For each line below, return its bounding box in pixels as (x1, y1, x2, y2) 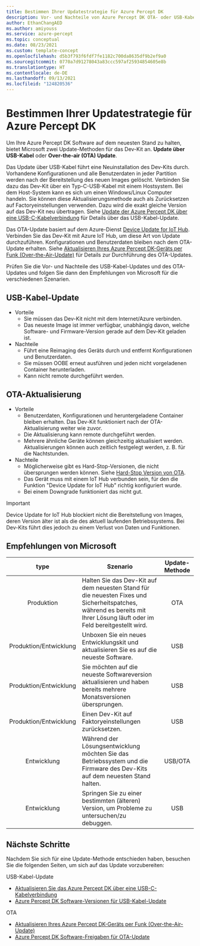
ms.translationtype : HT (6, 64, 65, 71)
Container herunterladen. (23, 366, 86, 373)
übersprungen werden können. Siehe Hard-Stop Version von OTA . (23, 469, 186, 476)
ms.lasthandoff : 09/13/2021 (6, 75, 76, 81)
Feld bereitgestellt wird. (82, 621, 148, 629)
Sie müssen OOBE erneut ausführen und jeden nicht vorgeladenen (23, 359, 187, 366)
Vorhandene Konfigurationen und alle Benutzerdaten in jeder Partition (6, 170, 177, 177)
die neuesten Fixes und (82, 591, 147, 599)
